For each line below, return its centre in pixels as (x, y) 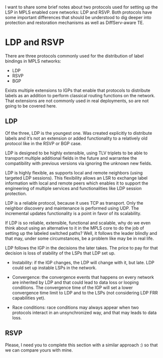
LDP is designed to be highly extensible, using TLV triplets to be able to (76, 153)
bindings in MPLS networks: (33, 61)
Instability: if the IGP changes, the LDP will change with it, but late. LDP (83, 262)
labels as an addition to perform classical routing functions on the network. (80, 95)
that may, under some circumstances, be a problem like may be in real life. (80, 238)
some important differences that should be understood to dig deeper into (78, 17)
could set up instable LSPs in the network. (54, 268)
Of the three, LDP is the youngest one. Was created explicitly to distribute (79, 133)
